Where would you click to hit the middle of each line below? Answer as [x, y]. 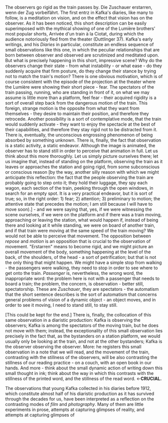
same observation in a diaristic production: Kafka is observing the [73, 320]
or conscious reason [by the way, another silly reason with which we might [82, 172]
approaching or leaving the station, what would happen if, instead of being [82, 220]
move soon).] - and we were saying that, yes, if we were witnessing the [79, 209]
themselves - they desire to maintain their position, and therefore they [77, 114]
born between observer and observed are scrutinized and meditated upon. [82, 55]
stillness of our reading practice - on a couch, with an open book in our [78, 363]
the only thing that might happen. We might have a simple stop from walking [83, 263]
